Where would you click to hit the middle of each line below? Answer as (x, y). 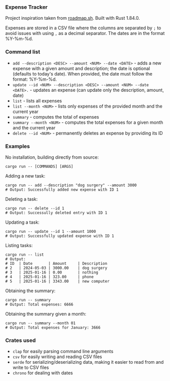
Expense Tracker (27, 7)
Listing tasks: (19, 245)
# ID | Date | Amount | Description (56, 263)
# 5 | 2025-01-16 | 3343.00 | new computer (57, 281)
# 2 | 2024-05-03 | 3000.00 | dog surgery (56, 268)
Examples (18, 146)
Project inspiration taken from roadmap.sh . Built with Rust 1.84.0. (73, 18)
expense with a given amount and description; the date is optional (81, 68)
